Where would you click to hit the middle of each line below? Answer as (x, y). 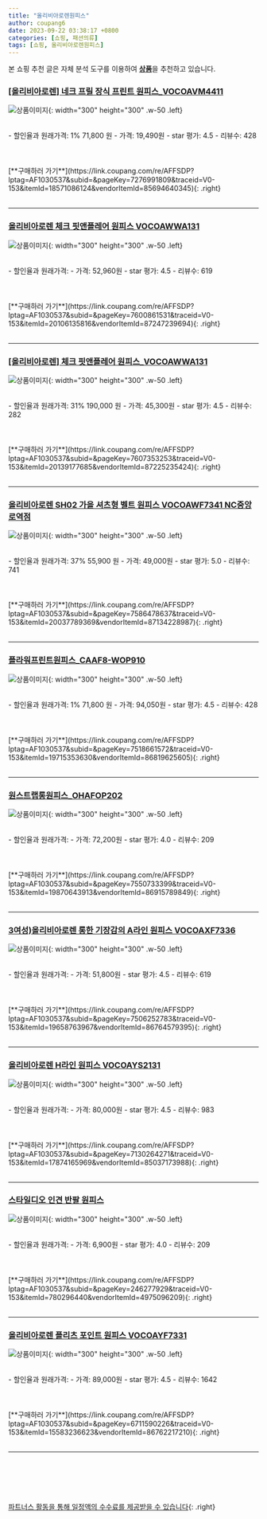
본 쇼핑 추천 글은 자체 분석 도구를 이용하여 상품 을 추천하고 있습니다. (112, 69)
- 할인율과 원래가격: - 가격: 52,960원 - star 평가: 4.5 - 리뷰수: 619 (110, 271)
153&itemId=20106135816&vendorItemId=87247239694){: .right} (114, 323)
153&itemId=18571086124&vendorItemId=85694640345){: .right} (114, 189)
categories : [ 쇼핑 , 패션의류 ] (53, 38)
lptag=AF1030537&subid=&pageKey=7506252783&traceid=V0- (112, 1019)
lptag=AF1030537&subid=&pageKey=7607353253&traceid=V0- (112, 459)
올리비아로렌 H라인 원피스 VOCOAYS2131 (85, 1065)
